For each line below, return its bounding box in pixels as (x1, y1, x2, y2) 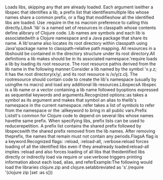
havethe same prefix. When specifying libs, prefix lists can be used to (5, 118, 145, 124)
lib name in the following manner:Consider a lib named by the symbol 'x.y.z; (5, 66, 157, 72)
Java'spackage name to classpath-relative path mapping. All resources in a (5, 46, 156, 51)
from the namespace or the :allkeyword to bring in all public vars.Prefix (5, 108, 147, 113)
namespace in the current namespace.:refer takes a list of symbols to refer (5, 102, 155, 108)
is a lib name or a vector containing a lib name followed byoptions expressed (5, 87, 159, 92)
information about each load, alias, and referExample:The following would (5, 159, 153, 165)
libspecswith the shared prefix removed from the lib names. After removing (5, 128, 156, 134)
